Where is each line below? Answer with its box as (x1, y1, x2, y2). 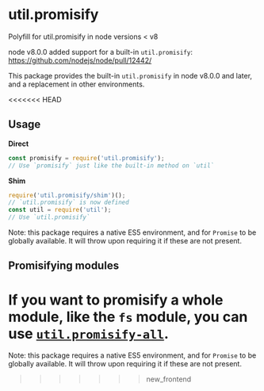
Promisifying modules (8, 259, 120, 273)
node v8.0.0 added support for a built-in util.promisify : (8, 47, 193, 56)
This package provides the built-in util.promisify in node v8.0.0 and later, (8, 71, 252, 80)
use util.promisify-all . (8, 324, 169, 343)
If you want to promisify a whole (8, 291, 224, 309)
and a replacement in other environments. (8, 79, 145, 89)
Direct (8, 139, 29, 148)
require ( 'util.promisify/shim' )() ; (8, 191, 126, 199)
